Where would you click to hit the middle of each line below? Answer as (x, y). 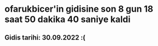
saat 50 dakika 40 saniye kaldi (68, 19)
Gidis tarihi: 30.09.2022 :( (45, 37)
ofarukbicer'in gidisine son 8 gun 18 (79, 9)
